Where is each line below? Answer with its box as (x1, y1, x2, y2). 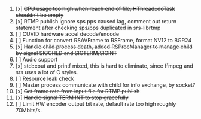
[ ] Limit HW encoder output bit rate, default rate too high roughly (15, 100, 176, 107)
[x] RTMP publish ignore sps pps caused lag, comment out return (15, 18, 177, 25)
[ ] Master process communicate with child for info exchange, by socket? (15, 81, 196, 89)
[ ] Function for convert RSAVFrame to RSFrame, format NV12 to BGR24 (15, 37, 192, 44)
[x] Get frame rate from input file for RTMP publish (15, 88, 140, 94)
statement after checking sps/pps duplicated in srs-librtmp (15, 24, 161, 31)
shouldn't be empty (15, 11, 64, 19)
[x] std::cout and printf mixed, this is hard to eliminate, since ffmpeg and (15, 62, 193, 69)
